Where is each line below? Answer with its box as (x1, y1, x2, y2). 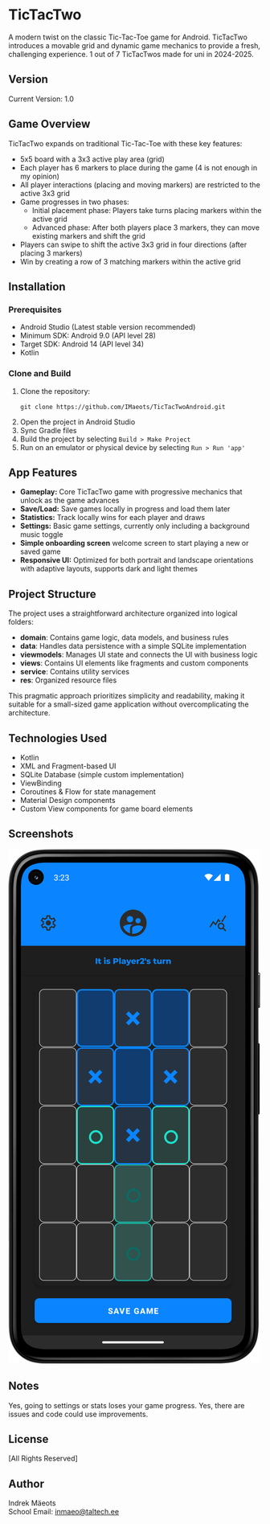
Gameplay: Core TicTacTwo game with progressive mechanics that (19, 487, 243, 497)
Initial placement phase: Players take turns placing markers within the (31, 205, 262, 215)
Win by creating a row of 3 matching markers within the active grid (19, 256, 241, 266)
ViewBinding (19, 778, 62, 788)
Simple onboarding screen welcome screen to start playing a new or (19, 539, 249, 548)
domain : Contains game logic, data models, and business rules (19, 633, 229, 642)
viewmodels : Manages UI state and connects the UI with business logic (19, 649, 259, 660)
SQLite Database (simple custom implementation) (19, 769, 185, 779)
